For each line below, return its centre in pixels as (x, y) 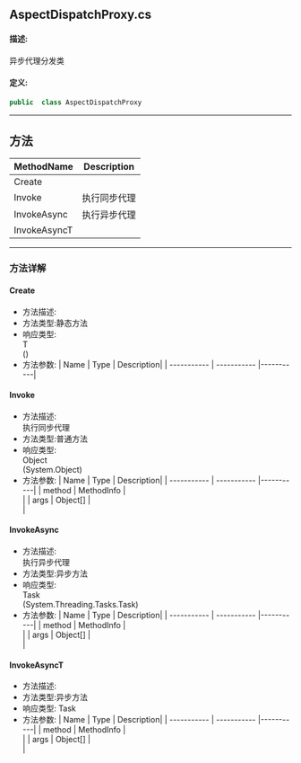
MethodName (43, 167)
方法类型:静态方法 (55, 323)
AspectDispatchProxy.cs (81, 15)
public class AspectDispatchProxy (76, 102)
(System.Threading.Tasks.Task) (80, 605)
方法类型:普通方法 (55, 439)
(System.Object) (52, 469)
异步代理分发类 (37, 60)
